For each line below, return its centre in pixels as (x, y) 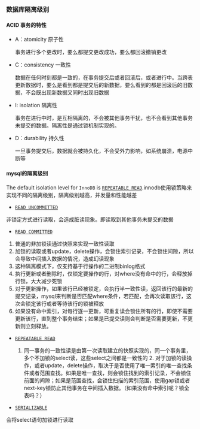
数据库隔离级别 (28, 9)
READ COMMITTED (34, 232)
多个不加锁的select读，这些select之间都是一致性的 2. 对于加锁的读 (105, 358)
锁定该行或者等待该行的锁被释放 (65, 304)
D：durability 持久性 (39, 138)
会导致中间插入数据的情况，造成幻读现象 (64, 259)
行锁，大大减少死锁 (39, 281)
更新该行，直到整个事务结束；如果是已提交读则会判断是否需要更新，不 (101, 319)
